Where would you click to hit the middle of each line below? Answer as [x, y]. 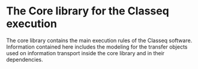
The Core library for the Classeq [88, 11]
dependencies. [25, 59]
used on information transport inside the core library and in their [85, 53]
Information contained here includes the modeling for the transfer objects [97, 47]
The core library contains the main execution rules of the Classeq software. [99, 40]
